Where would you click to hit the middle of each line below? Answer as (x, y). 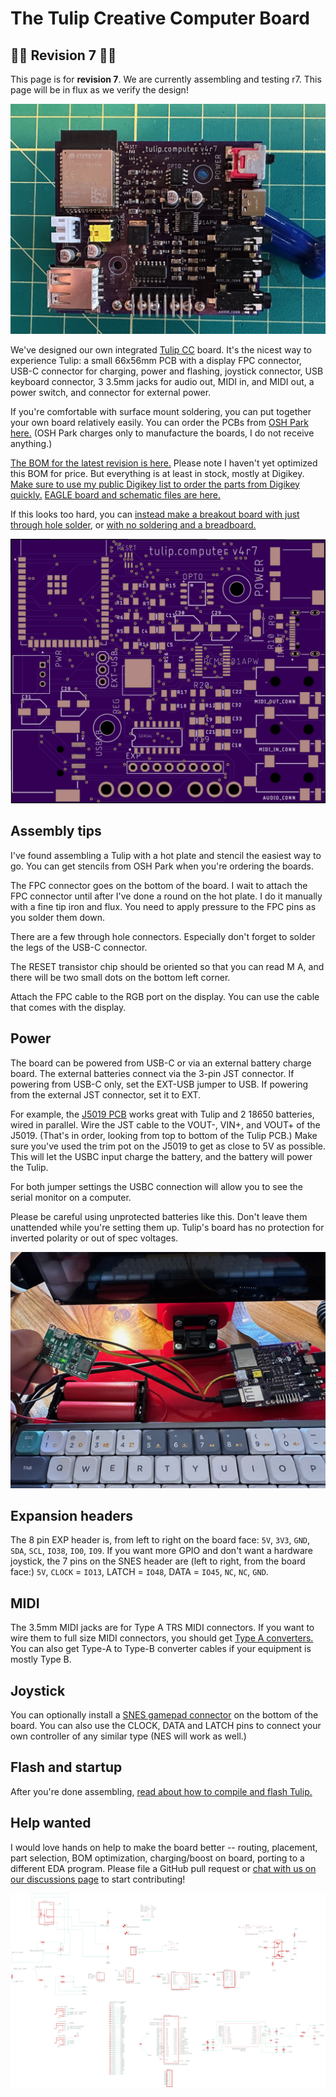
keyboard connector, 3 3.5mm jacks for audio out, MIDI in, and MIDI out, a (162, 381)
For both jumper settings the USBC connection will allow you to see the (156, 1186)
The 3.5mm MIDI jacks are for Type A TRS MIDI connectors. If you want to (162, 1628)
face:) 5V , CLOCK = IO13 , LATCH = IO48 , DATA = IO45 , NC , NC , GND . (139, 1572)
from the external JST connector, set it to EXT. (106, 1094)
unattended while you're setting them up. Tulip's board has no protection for (167, 1227)
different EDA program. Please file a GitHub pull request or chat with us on (163, 1868)
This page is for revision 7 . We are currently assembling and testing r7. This (166, 79)
